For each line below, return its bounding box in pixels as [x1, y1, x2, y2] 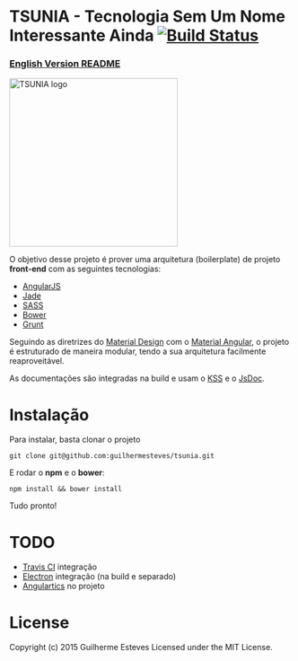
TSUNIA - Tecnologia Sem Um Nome [9, 6, 285, 27]
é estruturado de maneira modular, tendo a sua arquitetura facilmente [9, 346, 267, 357]
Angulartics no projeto [22, 581, 105, 592]
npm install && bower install [9, 485, 123, 494]
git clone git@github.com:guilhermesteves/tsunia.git [9, 452, 215, 461]
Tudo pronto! [9, 500, 57, 511]
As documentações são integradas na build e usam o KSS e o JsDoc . [9, 373, 265, 383]
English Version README [9, 57, 121, 70]
